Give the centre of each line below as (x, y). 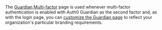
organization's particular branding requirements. (54, 22)
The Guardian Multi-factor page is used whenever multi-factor (68, 7)
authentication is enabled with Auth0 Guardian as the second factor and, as (81, 12)
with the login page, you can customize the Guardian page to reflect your (79, 17)
